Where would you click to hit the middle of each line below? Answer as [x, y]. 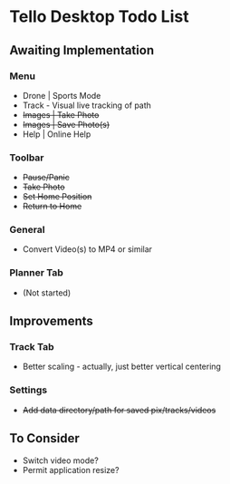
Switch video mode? [61, 460]
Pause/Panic [46, 178]
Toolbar [27, 158]
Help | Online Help [57, 134]
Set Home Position [57, 197]
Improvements [51, 321]
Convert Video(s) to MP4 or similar [87, 249]
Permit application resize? [71, 469]
